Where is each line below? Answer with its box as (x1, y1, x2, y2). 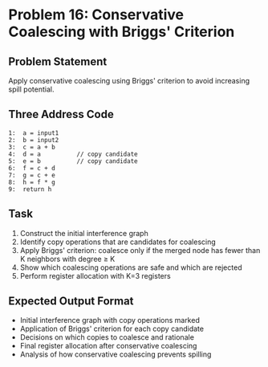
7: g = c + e (8, 171, 56, 179)
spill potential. (8, 84, 55, 94)
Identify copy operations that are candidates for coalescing (19, 237, 217, 247)
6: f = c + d (8, 164, 56, 172)
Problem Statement (8, 55, 108, 68)
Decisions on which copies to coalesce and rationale (19, 332, 195, 342)
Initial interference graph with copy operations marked (19, 316, 201, 325)
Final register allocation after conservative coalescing (19, 341, 197, 351)
